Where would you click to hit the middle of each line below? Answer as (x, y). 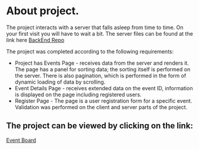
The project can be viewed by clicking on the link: (99, 126)
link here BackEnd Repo (35, 40)
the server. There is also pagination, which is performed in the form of (100, 75)
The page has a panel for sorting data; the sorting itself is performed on (102, 69)
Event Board (21, 140)
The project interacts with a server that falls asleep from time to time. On (95, 27)
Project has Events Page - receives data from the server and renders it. (102, 63)
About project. (42, 11)
